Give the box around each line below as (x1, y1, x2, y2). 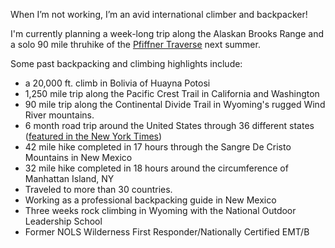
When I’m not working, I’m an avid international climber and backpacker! (10, 9, 308, 20)
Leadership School (24, 215, 103, 227)
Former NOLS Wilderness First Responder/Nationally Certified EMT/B (24, 226, 310, 238)
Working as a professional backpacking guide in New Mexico (24, 194, 277, 206)
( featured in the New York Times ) (24, 130, 163, 142)
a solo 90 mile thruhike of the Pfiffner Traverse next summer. (10, 39, 261, 50)
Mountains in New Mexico (24, 152, 133, 163)
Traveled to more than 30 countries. (24, 184, 173, 195)
